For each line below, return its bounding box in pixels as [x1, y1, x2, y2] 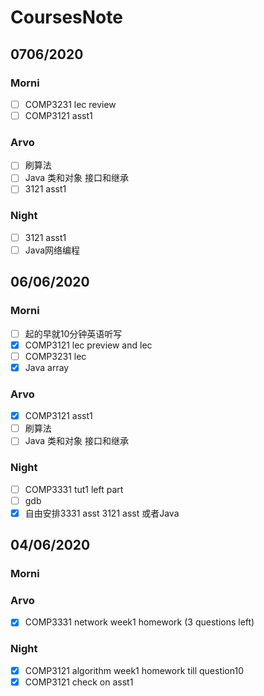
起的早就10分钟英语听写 [24, 327, 123, 340]
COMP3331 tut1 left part [24, 483, 124, 495]
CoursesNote [10, 6, 123, 29]
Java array [24, 361, 70, 373]
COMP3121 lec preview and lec [24, 339, 153, 351]
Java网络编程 [24, 244, 81, 256]
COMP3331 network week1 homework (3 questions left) [24, 616, 255, 628]
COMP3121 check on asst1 [24, 676, 134, 688]
